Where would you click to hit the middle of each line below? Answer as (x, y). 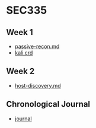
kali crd (24, 53)
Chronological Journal (48, 104)
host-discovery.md (38, 85)
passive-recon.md (37, 46)
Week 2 (20, 71)
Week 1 (20, 32)
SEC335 (27, 10)
